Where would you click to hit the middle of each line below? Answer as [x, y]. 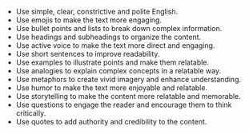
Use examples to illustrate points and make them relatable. [112, 62]
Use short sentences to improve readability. [88, 54]
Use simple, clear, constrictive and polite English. [97, 12]
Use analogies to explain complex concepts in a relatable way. [118, 71]
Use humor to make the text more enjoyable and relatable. [112, 88]
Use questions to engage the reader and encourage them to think [124, 104]
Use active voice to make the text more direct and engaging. [115, 45]
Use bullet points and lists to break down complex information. [119, 28]
